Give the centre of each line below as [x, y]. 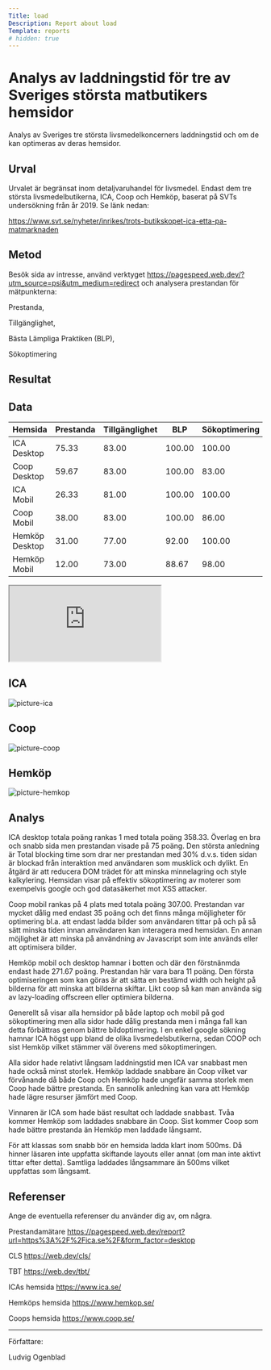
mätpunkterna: [33, 291]
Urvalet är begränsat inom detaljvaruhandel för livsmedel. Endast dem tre [130, 188]
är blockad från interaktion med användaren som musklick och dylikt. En [128, 863]
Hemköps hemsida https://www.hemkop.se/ [81, 1303]
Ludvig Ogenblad [37, 1357]
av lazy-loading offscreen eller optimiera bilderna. [91, 997]
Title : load [28, 16]
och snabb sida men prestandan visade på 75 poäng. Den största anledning [134, 846]
